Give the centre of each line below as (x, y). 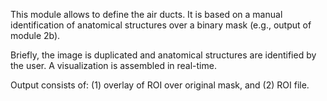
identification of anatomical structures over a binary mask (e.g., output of (161, 25)
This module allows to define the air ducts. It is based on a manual (146, 14)
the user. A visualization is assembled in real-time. (113, 65)
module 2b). (35, 35)
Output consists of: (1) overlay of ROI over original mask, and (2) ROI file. (160, 85)
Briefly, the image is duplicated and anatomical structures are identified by (163, 55)
